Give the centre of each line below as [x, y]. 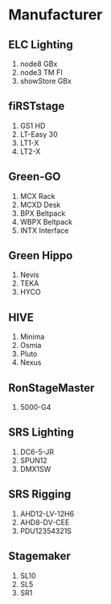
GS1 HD [33, 126]
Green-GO [35, 177]
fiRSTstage [37, 106]
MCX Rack [37, 196]
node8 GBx [39, 64]
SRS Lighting [41, 432]
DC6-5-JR [37, 452]
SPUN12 [33, 460]
